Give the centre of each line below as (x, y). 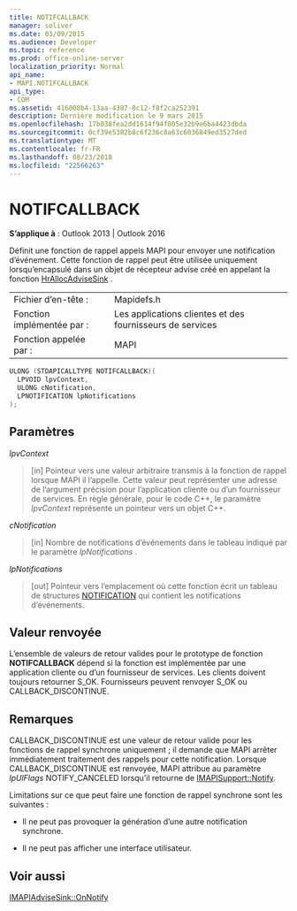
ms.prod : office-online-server (67, 58)
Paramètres (42, 432)
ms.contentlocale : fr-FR (55, 149)
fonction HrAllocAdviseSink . (61, 279)
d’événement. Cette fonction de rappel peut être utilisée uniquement (133, 260)
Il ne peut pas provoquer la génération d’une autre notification (134, 822)
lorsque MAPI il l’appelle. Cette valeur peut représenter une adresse (154, 479)
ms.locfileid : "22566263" (57, 165)
